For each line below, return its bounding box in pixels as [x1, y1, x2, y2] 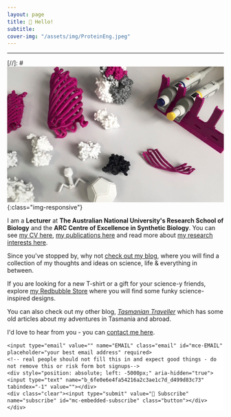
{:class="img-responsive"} [7, 203, 83, 211]
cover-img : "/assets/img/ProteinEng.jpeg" [7, 33, 131, 40]
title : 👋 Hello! [7, 18, 54, 25]
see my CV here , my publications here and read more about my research [7, 231, 213, 239]
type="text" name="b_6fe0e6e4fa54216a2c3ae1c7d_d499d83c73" [28, 376, 205, 383]
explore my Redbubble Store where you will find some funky [7, 286, 178, 295]
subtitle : [7, 25, 36, 32]
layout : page [7, 11, 45, 18]
